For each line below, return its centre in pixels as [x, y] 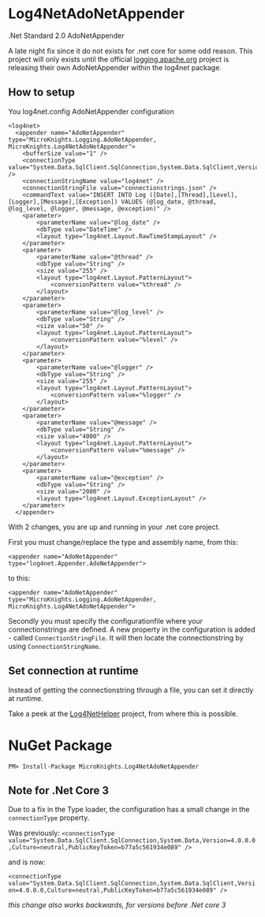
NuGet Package [60, 745]
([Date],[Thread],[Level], [194, 195]
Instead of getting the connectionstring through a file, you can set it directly [131, 690]
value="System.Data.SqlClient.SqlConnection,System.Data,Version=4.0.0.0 [132, 841]
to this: [19, 578]
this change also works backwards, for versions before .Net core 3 [117, 905]
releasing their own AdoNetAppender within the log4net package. [115, 67]
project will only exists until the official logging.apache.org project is [119, 59]
